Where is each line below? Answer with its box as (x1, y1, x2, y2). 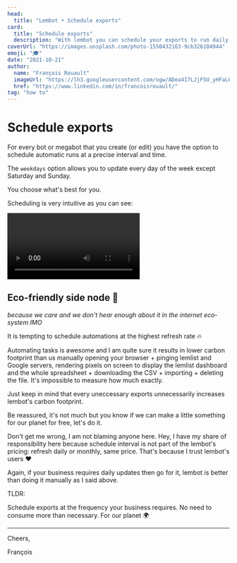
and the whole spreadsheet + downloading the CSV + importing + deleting (7, 368, 224, 377)
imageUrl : (13, 76, 42, 83)
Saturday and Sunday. (7, 172, 72, 180)
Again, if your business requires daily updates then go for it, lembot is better (7, 468, 229, 477)
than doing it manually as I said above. (7, 475, 119, 484)
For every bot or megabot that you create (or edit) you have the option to (7, 143, 219, 152)
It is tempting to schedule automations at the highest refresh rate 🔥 (7, 331, 202, 340)
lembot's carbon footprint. (7, 397, 83, 405)
